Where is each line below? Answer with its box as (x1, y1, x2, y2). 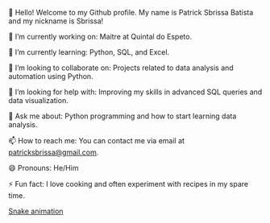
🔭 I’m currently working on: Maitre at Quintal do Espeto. (8, 32, 192, 41)
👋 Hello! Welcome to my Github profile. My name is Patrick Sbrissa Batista (8, 8, 254, 17)
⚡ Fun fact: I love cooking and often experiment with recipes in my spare (8, 180, 248, 188)
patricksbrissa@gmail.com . (8, 147, 99, 157)
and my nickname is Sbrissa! (8, 16, 104, 26)
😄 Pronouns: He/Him (8, 163, 79, 172)
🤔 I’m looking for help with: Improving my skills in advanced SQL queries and (8, 87, 263, 97)
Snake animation (8, 206, 64, 216)
